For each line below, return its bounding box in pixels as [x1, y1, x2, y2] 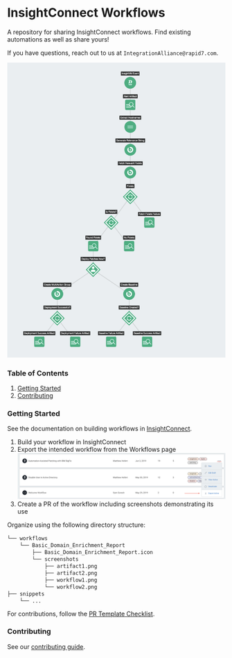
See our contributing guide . [7, 642, 85, 650]
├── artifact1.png [44, 562, 98, 570]
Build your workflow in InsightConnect [17, 438, 127, 446]
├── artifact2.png [44, 569, 98, 577]
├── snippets [7, 590, 45, 598]
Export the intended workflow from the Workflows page [17, 446, 177, 454]
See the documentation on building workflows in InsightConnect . [7, 425, 193, 433]
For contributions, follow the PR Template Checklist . [7, 609, 155, 618]
